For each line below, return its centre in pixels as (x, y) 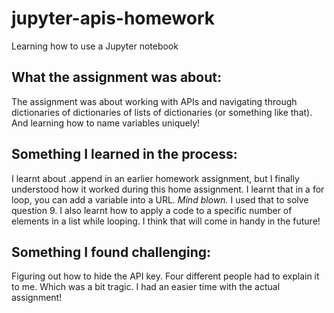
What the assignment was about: (116, 77)
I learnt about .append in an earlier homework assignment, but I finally (155, 178)
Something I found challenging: (111, 252)
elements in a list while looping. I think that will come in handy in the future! (166, 221)
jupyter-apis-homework (113, 18)
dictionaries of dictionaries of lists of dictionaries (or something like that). (162, 112)
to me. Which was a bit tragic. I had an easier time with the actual (146, 287)
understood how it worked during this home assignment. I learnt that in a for (168, 189)
